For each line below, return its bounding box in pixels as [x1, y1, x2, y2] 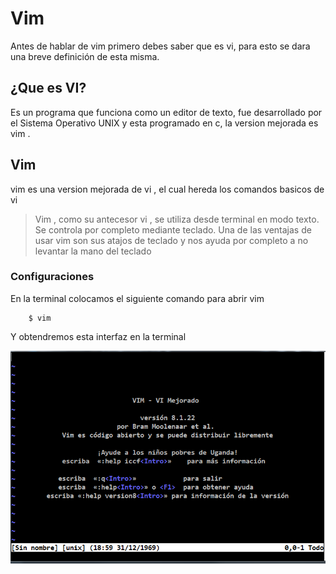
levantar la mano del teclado [34, 245, 152, 257]
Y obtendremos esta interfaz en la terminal [10, 330, 187, 342]
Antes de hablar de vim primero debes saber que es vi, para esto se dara [10, 40, 311, 52]
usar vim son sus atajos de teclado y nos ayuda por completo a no [34, 234, 309, 246]
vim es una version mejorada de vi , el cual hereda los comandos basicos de [10, 183, 325, 195]
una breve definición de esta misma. [10, 50, 160, 62]
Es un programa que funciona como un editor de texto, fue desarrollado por [10, 106, 323, 118]
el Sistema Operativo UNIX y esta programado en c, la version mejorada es [10, 117, 319, 129]
